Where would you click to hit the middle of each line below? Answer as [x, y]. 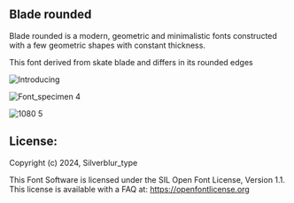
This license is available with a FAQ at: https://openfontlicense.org [129, 189]
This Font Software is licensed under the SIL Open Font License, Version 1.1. [147, 179]
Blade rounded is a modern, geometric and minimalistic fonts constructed [143, 35]
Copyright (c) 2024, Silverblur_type [73, 162]
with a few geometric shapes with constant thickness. [108, 45]
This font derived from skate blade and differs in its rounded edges [132, 62]
